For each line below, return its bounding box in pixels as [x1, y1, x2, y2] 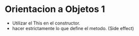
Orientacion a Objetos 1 [5, 3, 105, 15]
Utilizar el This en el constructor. [12, 20, 80, 26]
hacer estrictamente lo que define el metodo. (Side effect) [12, 25, 134, 31]
